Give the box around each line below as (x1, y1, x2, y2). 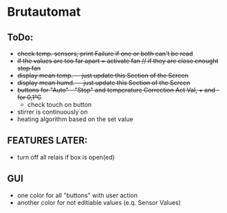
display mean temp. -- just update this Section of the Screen (17, 71, 189, 79)
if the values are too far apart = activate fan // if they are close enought (17, 57, 219, 65)
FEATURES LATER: (7, 135, 88, 147)
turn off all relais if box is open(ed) (17, 153, 115, 161)
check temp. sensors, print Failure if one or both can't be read (17, 49, 193, 58)
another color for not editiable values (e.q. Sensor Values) (17, 198, 181, 206)
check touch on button (27, 101, 92, 108)
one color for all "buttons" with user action (17, 191, 138, 199)
